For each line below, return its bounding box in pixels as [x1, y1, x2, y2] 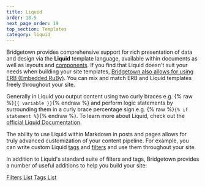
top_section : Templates [6, 26, 67, 32]
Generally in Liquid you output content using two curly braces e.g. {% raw [6, 93, 193, 100]
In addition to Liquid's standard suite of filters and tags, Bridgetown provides [6, 155, 199, 163]
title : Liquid [6, 9, 43, 15]
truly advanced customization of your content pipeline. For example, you [6, 137, 190, 144]
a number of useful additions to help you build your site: [6, 162, 147, 169]
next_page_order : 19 [6, 20, 59, 26]
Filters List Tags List [6, 174, 57, 181]
